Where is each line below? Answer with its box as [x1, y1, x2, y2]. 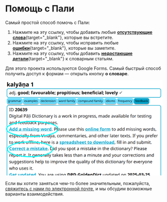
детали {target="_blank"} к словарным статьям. [12, 55, 114, 61]
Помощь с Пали [5, 3, 74, 14]
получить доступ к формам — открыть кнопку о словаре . [5, 70, 129, 76]
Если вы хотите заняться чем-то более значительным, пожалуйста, [5, 180, 150, 186]
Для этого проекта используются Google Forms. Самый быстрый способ [5, 65, 161, 71]
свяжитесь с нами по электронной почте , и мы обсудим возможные [5, 186, 152, 192]
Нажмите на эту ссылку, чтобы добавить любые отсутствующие [12, 29, 152, 35]
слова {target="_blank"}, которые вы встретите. [12, 34, 113, 40]
